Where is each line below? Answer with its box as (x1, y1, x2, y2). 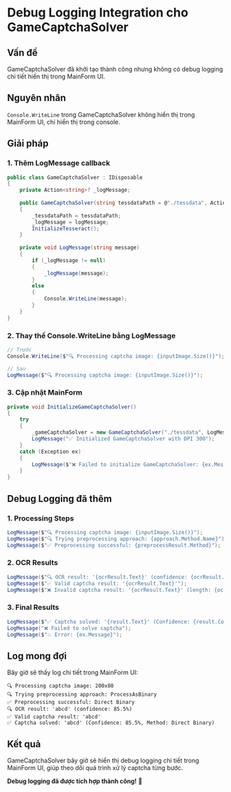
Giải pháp (7, 137, 49, 149)
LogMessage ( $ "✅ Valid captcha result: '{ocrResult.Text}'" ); (7, 580, 188, 587)
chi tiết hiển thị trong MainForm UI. (7, 72, 105, 80)
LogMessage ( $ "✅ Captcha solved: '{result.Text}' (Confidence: (7, 618, 190, 625)
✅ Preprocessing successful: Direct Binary (7, 699, 135, 706)
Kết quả (7, 738, 41, 750)
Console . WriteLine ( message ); (43, 296, 128, 302)
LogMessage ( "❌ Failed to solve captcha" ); (7, 624, 132, 632)
